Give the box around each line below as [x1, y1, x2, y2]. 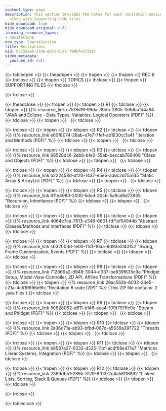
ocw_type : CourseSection [5, 40, 56, 45]
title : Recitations [5, 44, 45, 49]
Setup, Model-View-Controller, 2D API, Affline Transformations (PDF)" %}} [5, 274, 157, 280]
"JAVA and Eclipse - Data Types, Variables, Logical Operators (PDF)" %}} [5, 112, 154, 118]
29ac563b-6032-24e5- [105, 279, 154, 285]
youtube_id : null [9, 58, 45, 63]
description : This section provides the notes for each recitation [5, 12, 147, 17]
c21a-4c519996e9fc [5, 285, 46, 291]
